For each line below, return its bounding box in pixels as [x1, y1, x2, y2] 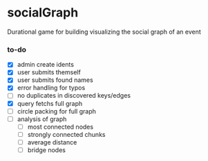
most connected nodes [27, 122, 94, 131]
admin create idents [17, 61, 75, 69]
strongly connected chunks [27, 130, 106, 138]
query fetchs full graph [17, 99, 83, 107]
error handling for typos [17, 84, 86, 92]
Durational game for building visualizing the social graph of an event [7, 28, 202, 36]
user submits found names [17, 76, 93, 84]
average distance [27, 138, 77, 146]
